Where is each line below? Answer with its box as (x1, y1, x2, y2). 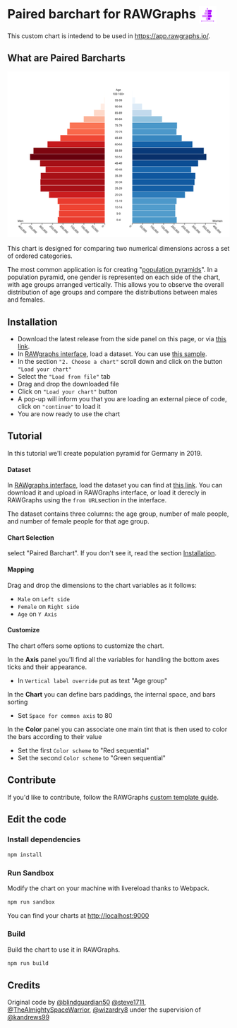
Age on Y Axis (17, 610, 58, 618)
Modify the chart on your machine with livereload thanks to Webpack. (7, 884, 209, 892)
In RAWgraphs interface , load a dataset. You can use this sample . (17, 350, 207, 358)
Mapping (7, 565, 35, 574)
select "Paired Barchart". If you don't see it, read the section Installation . (7, 549, 217, 557)
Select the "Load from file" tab (17, 372, 111, 381)
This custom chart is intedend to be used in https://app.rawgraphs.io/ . (7, 31, 210, 40)
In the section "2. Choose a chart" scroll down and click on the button (17, 358, 223, 366)
